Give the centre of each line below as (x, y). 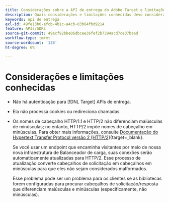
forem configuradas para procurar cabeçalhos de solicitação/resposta (85, 184)
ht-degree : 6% (20, 47)
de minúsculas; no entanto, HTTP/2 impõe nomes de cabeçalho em (82, 126)
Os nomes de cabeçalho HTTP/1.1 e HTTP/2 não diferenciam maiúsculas (87, 121)
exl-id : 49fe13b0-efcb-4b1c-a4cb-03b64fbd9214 (55, 24)
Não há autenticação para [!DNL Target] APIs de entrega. (72, 102)
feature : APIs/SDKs (26, 29)
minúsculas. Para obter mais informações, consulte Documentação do (85, 132)
